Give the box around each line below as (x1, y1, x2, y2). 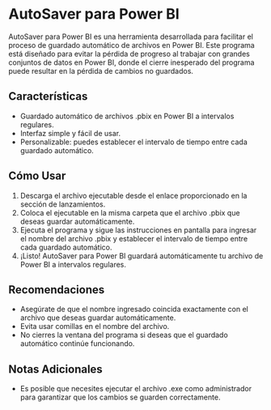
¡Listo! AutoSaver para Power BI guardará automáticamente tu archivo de (19, 250, 264, 260)
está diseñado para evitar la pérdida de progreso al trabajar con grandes (8, 49, 251, 58)
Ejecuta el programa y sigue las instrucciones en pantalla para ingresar (19, 224, 257, 235)
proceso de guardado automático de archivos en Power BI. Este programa (8, 40, 255, 49)
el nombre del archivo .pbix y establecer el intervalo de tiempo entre (19, 233, 248, 243)
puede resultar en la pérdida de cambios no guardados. (8, 66, 194, 75)
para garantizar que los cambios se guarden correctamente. (19, 392, 221, 402)
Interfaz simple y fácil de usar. (19, 128, 121, 138)
